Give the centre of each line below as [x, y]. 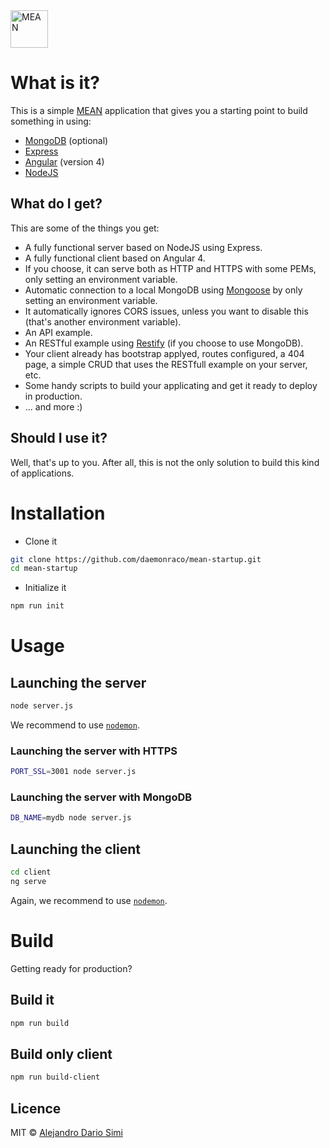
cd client [31, 872]
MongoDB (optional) [66, 140]
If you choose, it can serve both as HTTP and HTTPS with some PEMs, [170, 268]
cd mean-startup [44, 569]
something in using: [51, 121]
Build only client [61, 1054]
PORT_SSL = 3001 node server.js [73, 772]
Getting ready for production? [71, 968]
